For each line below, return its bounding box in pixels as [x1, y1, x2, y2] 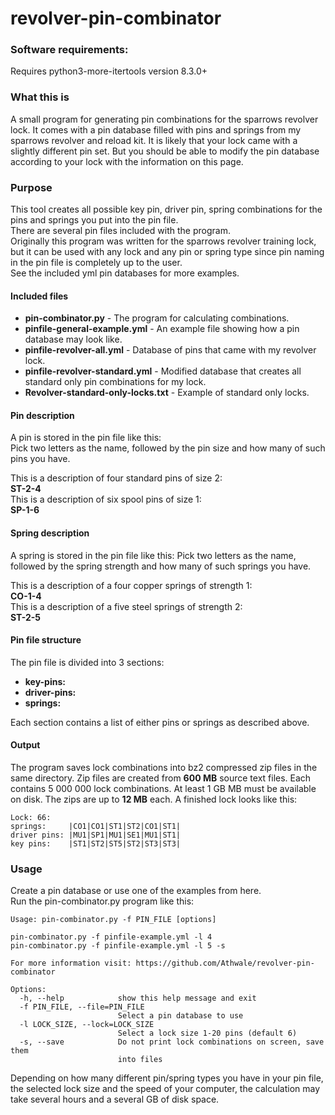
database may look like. [24, 333, 123, 346]
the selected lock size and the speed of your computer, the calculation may [10, 1083, 321, 1095]
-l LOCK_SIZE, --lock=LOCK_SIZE [19, 1020, 155, 1030]
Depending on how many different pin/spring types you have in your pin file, [10, 1072, 324, 1084]
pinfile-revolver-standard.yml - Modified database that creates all [24, 365, 302, 377]
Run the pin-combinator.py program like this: [10, 895, 195, 907]
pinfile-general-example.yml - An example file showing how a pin [24, 323, 300, 335]
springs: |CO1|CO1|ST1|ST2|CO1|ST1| [10, 822, 182, 832]
